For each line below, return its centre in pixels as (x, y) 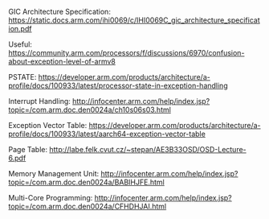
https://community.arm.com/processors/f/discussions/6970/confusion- (126, 53)
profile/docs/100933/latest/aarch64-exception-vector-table (107, 134)
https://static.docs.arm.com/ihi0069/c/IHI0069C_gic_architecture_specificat (134, 20)
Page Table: (28, 149)
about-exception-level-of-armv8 (62, 61)
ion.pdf (20, 29)
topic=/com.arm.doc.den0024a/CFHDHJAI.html (88, 206)
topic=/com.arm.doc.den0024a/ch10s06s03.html (90, 109)
